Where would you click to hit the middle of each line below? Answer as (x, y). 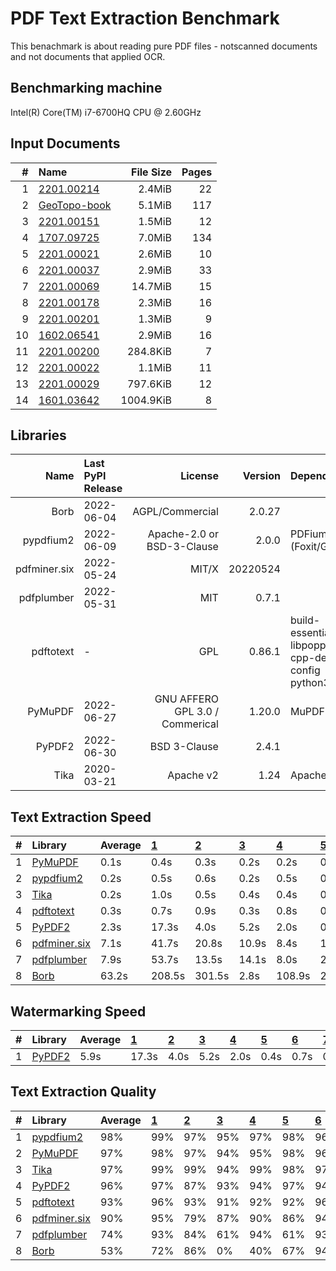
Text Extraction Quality (83, 1092)
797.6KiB (149, 384)
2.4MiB (155, 189)
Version (261, 476)
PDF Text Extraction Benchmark (145, 18)
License (199, 476)
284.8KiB (149, 351)
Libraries (38, 435)
